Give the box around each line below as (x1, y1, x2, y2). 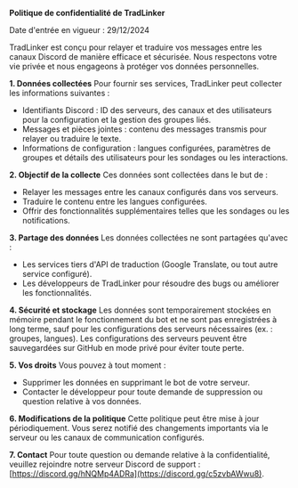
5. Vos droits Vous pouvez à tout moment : (9, 360, 166, 370)
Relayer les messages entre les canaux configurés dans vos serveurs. (21, 187, 278, 197)
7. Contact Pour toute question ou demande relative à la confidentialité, (9, 450, 270, 460)
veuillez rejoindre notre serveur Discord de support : (9, 459, 201, 469)
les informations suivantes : (9, 88, 110, 98)
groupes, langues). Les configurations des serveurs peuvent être (9, 333, 247, 344)
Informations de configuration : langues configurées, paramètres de (21, 142, 271, 153)
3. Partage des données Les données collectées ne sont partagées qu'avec (9, 232, 288, 243)
